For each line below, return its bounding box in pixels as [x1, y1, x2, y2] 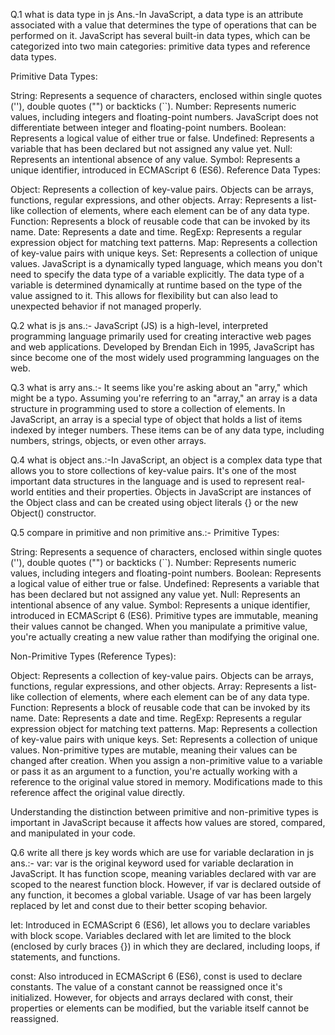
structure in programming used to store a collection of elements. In [10, 403, 286, 414]
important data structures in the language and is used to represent [10, 475, 284, 487]
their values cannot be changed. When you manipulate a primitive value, [10, 620, 308, 632]
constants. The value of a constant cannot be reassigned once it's [10, 981, 283, 993]
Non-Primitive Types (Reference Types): [10, 650, 177, 662]
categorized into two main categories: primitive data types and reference [10, 40, 311, 52]
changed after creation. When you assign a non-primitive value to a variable [10, 755, 323, 766]
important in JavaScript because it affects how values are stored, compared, [10, 817, 326, 828]
